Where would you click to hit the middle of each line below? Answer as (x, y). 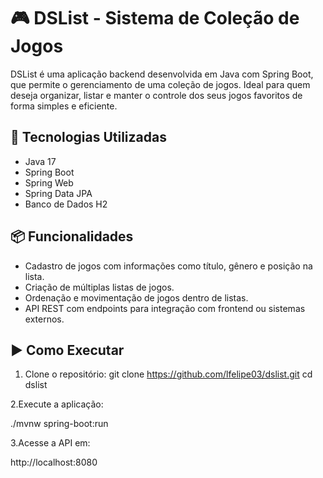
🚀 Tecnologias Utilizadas (88, 137)
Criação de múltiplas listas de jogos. (99, 287)
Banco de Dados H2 (66, 204)
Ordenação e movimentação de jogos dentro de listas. (136, 297)
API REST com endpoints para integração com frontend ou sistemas (165, 308)
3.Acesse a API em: (50, 443)
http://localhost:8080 (54, 462)
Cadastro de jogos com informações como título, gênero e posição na (168, 266)
